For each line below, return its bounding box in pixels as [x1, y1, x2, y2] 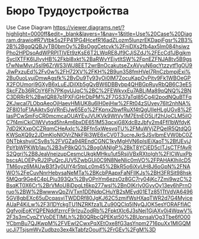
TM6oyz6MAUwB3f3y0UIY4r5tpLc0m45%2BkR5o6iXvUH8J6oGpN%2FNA [6, 162, 191, 170]
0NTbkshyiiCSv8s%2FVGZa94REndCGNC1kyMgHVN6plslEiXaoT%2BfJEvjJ [6, 137, 191, 144]
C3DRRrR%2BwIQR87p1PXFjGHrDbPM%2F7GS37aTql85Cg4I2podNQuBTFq [6, 93, 192, 100]
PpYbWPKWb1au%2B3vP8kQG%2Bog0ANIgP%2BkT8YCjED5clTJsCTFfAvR [6, 144, 192, 151]
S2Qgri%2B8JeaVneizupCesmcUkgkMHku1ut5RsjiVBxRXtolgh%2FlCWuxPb [6, 150, 192, 157]
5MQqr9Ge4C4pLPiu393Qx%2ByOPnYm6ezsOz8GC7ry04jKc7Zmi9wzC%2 [6, 175, 192, 183]
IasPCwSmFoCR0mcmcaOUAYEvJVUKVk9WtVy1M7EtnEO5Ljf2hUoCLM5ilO [6, 112, 192, 119]
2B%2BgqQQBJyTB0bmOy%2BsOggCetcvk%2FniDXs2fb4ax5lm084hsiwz [6, 43, 190, 50]
